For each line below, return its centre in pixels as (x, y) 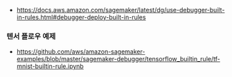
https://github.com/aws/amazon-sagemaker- (81, 52)
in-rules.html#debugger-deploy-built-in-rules (81, 17)
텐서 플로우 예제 (31, 36)
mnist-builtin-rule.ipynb (50, 66)
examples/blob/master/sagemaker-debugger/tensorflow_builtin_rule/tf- (118, 59)
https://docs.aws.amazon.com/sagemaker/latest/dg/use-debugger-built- (121, 10)
